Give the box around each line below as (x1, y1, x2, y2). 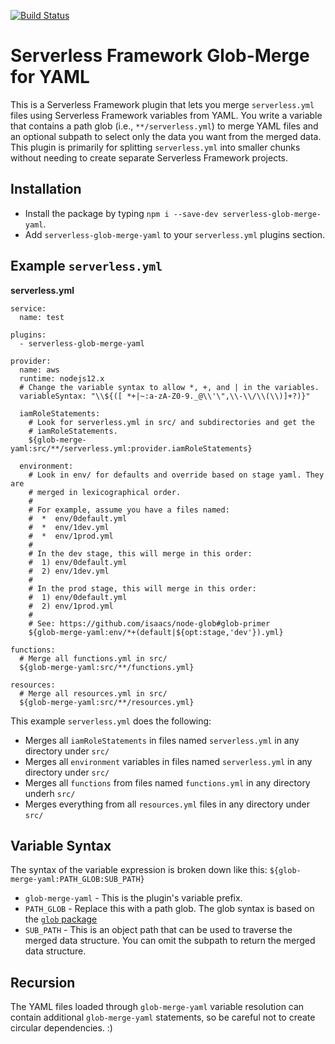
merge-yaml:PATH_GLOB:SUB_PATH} (10, 875, 145, 885)
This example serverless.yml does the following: (10, 715, 212, 727)
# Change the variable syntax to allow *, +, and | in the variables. (19, 382, 320, 392)
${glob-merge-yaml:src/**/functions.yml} (19, 662, 195, 672)
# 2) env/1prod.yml (28, 601, 114, 611)
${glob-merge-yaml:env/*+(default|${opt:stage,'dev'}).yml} (28, 627, 284, 637)
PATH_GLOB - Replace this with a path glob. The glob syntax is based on (24, 903, 315, 915)
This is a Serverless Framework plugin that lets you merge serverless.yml (10, 98, 315, 110)
